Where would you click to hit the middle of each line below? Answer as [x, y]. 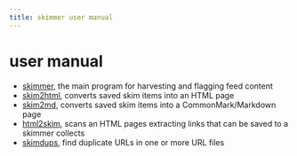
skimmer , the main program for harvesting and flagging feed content [148, 86]
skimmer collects [53, 133]
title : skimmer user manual [61, 17]
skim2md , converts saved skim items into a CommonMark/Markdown [149, 105]
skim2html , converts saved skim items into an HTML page [128, 95]
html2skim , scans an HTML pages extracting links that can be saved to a [155, 123]
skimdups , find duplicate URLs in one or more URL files [123, 142]
